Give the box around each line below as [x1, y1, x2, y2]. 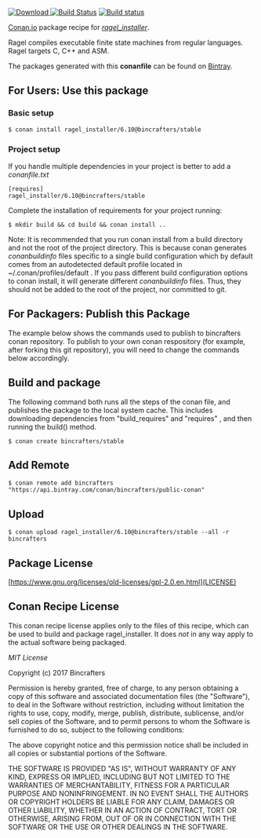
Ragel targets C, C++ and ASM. [8, 46, 110, 55]
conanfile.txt [8, 170, 49, 179]
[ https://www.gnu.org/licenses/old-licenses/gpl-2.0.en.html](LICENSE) [8, 577, 237, 587]
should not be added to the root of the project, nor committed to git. [8, 284, 227, 294]
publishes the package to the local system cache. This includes [8, 405, 213, 415]
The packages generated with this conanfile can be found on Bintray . [8, 61, 233, 71]
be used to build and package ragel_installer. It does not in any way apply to [8, 629, 253, 639]
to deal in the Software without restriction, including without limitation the [8, 700, 245, 709]
